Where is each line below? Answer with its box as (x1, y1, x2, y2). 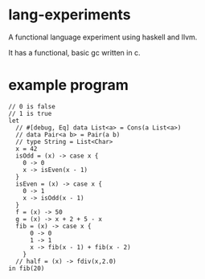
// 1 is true (8, 109, 52, 117)
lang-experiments (8, 6, 131, 24)
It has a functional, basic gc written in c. (8, 47, 141, 57)
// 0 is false (8, 102, 56, 110)
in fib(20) (8, 264, 45, 273)
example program (8, 76, 129, 94)
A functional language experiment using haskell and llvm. (8, 32, 198, 42)
